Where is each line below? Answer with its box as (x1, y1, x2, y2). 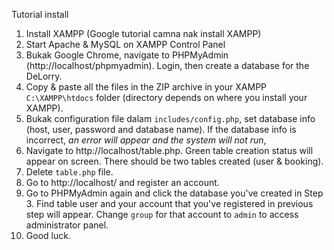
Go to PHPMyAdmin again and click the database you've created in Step (25, 187, 324, 199)
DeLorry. (25, 70, 63, 82)
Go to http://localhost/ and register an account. (25, 177, 220, 188)
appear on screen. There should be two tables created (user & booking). (25, 155, 324, 167)
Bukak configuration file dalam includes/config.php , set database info (25, 113, 316, 124)
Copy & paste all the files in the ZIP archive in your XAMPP (25, 81, 268, 93)
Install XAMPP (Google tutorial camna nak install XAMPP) (25, 28, 262, 39)
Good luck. (25, 230, 71, 241)
